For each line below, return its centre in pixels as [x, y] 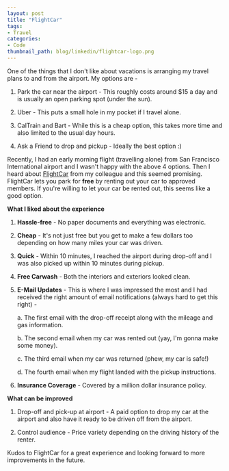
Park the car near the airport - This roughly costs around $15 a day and [117, 91]
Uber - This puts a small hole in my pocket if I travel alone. [99, 112]
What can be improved [40, 398]
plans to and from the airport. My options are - [72, 78]
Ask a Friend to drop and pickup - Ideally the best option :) [99, 146]
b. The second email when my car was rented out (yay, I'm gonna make [118, 338]
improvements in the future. [46, 460]
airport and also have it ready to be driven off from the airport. [105, 419]
